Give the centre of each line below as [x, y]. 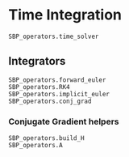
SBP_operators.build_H [46, 138]
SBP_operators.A [35, 146]
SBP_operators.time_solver [54, 36]
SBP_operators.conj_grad [50, 101]
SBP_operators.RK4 [39, 87]
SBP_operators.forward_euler [57, 80]
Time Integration [65, 15]
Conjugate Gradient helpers [64, 121]
